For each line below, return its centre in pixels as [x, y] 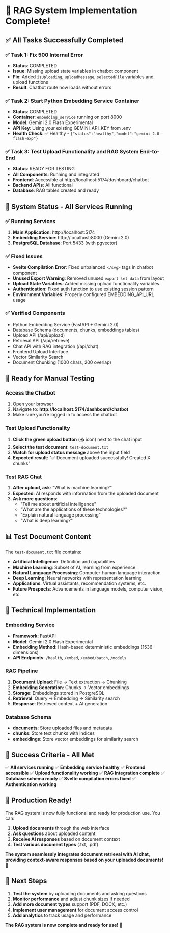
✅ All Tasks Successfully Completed [64, 40]
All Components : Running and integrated [56, 174]
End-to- [150, 152]
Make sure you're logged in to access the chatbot [65, 415]
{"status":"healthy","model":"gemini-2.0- [116, 134]
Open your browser [33, 404]
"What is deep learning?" [46, 521]
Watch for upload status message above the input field [71, 452]
